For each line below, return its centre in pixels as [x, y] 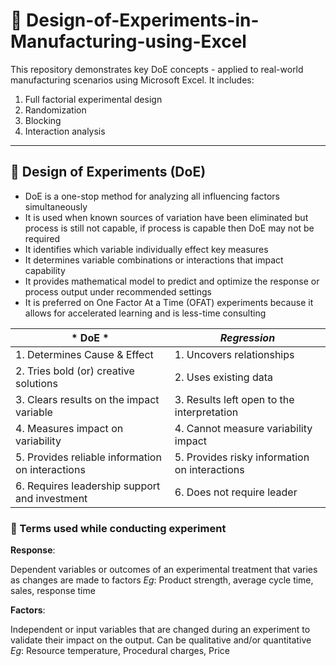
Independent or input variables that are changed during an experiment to [160, 630]
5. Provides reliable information [88, 457]
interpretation [206, 412]
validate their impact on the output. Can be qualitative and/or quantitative [161, 640]
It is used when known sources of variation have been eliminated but [166, 217]
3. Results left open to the [234, 399]
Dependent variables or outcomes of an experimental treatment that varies [164, 570]
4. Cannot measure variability [243, 428]
